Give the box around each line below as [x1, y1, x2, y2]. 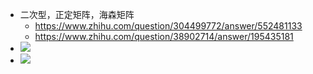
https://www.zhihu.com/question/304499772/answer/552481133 [34, 20, 303, 32]
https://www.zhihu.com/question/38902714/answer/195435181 [34, 31, 294, 42]
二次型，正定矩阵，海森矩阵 [19, 9, 135, 20]
